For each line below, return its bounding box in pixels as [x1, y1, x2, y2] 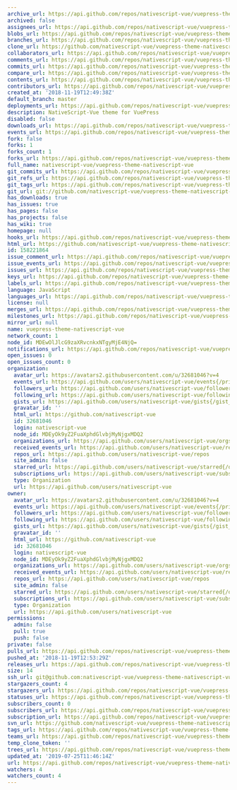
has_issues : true [7, 201, 59, 208]
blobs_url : [7, 30, 39, 37]
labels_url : [7, 280, 42, 287]
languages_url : [7, 293, 52, 300]
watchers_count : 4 [7, 772, 61, 779]
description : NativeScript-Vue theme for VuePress [7, 109, 159, 116]
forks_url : [7, 155, 39, 163]
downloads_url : [7, 122, 52, 129]
